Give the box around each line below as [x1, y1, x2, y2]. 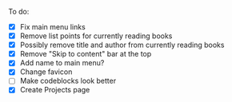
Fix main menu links [19, 22, 86, 31]
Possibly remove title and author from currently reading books [19, 40, 225, 50]
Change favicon [19, 67, 73, 76]
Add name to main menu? [19, 58, 105, 68]
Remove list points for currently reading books [19, 31, 173, 41]
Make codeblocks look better [19, 76, 117, 86]
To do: [8, 7, 30, 16]
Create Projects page [19, 85, 90, 95]
